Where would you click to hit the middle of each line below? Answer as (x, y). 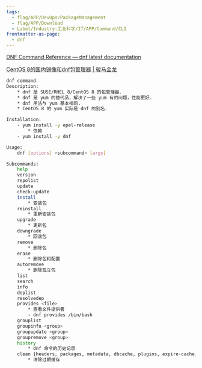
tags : (13, 12)
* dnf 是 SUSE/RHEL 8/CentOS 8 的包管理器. (69, 92)
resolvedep (31, 298)
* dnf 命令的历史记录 (52, 349)
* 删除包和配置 (44, 259)
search (25, 281)
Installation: (24, 120)
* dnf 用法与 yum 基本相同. (49, 103)
